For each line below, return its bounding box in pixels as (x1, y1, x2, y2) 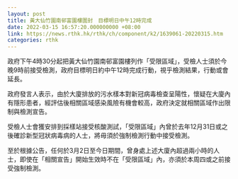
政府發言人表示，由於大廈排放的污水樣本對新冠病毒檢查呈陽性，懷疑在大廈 (7, 90, 225, 98)
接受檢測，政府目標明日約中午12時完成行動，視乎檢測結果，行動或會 (29, 66, 229, 74)
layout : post (7, 10, 46, 18)
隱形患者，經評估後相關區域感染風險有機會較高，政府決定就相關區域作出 (13, 98, 225, 107)
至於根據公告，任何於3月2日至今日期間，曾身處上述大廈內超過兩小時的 (7, 146, 214, 155)
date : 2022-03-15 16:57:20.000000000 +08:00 (7, 23, 141, 30)
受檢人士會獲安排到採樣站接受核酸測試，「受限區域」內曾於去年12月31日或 (7, 122, 222, 131)
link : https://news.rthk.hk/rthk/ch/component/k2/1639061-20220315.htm (7, 30, 223, 37)
